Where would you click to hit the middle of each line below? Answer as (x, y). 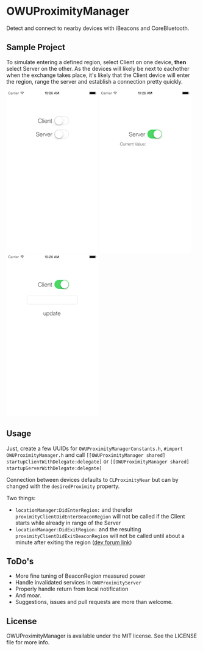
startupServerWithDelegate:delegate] (54, 468)
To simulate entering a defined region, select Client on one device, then (96, 62)
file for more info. (28, 642)
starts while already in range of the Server (68, 523)
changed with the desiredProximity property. (63, 486)
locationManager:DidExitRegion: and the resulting (78, 529)
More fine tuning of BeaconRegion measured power (80, 576)
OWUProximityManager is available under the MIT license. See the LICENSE (101, 636)
